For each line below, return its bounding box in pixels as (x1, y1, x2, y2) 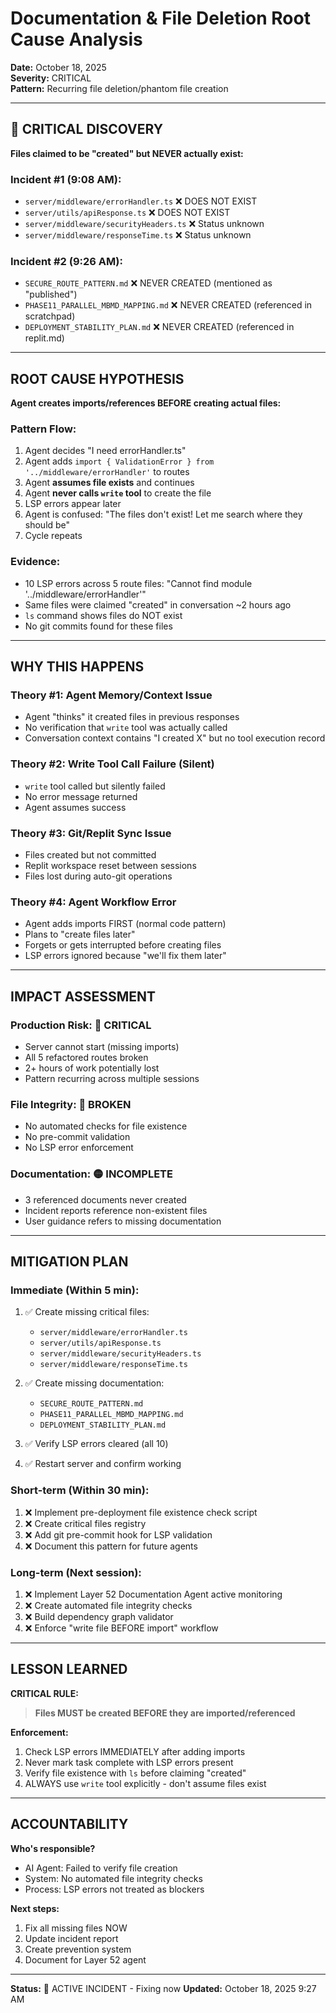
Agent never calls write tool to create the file (24, 487, 212, 499)
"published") (24, 288, 78, 301)
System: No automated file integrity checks (24, 1872, 203, 1884)
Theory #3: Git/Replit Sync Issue (10, 826, 172, 840)
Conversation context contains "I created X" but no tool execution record (24, 732, 326, 744)
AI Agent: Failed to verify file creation (24, 1862, 178, 1874)
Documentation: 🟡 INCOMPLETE (10, 1167, 173, 1181)
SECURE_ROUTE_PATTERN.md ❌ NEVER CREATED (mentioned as (24, 277, 273, 289)
